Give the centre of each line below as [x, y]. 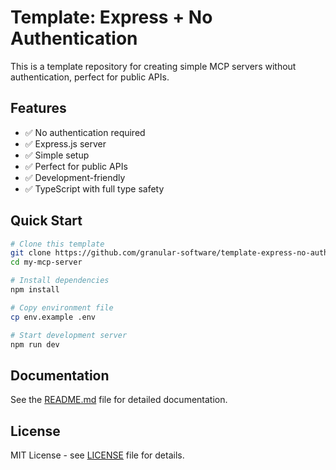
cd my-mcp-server [46, 262]
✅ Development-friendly [75, 177]
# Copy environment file [62, 307]
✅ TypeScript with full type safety [94, 188]
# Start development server [69, 335]
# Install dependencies [60, 281]
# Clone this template [57, 244]
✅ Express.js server [65, 143]
